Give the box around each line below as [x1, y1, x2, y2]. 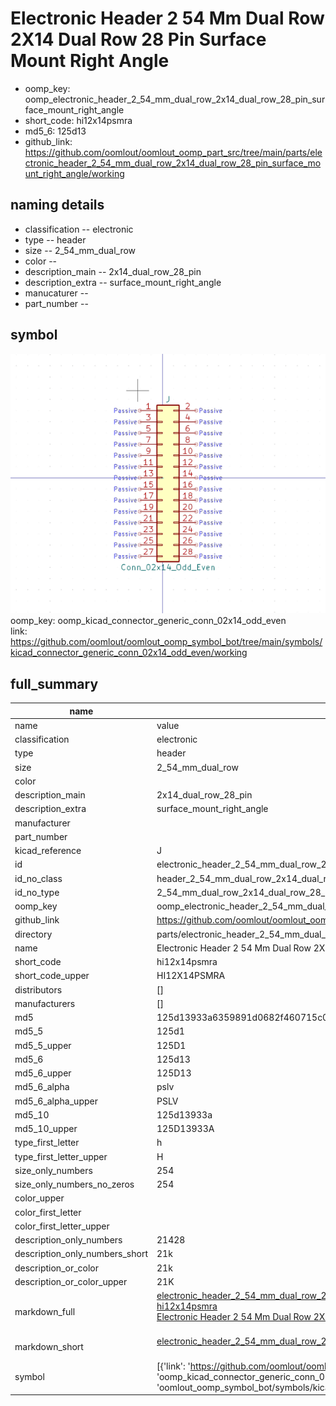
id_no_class [14, 872, 63, 884]
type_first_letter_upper [14, 1150, 108, 1162]
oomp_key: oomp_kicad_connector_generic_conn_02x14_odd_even [10, 615, 287, 627]
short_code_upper [14, 970, 90, 982]
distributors [14, 983, 63, 996]
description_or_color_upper [14, 1275, 128, 1287]
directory [14, 928, 53, 940]
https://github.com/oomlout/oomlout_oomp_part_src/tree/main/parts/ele [24, 146, 323, 158]
